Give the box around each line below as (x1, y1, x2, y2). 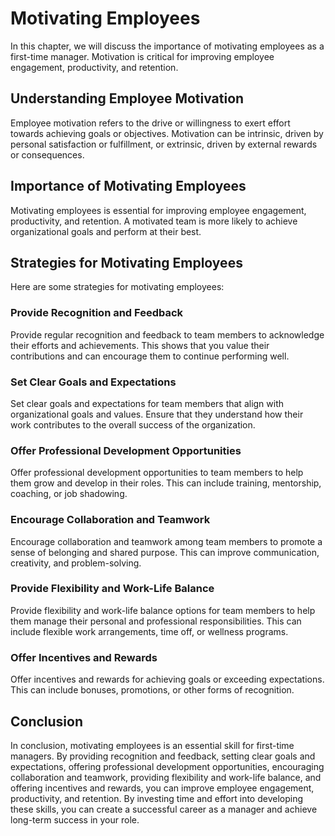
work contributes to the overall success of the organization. (10, 418, 256, 431)
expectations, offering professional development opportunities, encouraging (10, 760, 325, 772)
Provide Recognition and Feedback (10, 306, 184, 320)
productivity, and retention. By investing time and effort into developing (10, 792, 304, 804)
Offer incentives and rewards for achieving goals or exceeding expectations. (10, 673, 325, 686)
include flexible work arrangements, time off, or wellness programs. (10, 625, 289, 637)
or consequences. (10, 148, 85, 161)
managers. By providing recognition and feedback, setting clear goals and (10, 750, 316, 762)
